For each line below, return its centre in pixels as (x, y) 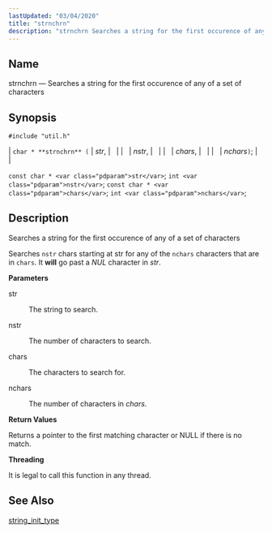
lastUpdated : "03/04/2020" (54, 16)
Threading (26, 459)
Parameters (28, 277)
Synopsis (32, 117)
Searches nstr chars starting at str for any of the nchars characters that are (134, 253)
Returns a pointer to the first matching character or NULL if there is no (125, 435)
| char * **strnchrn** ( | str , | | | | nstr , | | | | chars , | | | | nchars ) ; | (133, 151)
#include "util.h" (39, 136)
